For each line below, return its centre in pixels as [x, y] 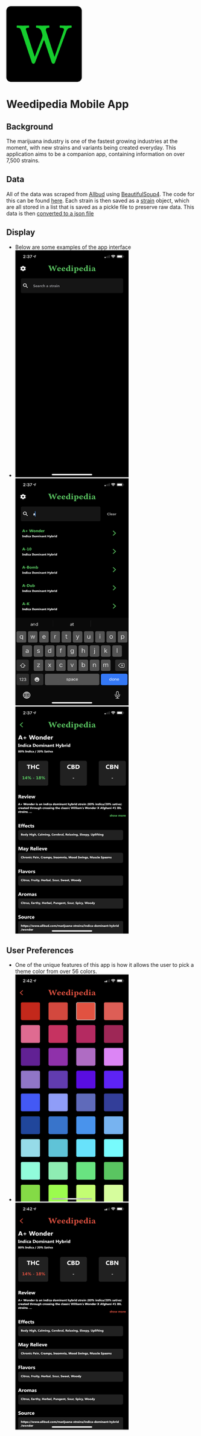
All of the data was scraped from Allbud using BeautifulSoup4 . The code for [101, 194]
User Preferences [40, 951]
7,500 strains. [23, 160]
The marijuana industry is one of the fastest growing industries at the [92, 141]
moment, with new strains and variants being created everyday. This [91, 147]
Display [21, 232]
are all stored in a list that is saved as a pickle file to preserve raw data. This [100, 207]
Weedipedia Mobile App [68, 104]
